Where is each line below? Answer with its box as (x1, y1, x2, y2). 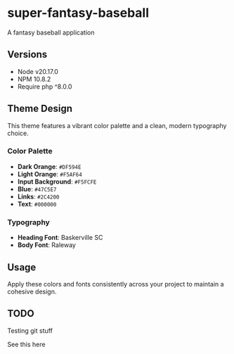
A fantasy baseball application (7, 28, 95, 37)
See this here (7, 340, 46, 348)
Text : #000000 (17, 199, 57, 208)
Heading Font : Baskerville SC (17, 234, 103, 242)
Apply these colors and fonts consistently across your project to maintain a (7, 279, 224, 288)
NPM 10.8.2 (17, 75, 51, 83)
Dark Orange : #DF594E (17, 162, 82, 170)
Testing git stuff (7, 326, 53, 335)
